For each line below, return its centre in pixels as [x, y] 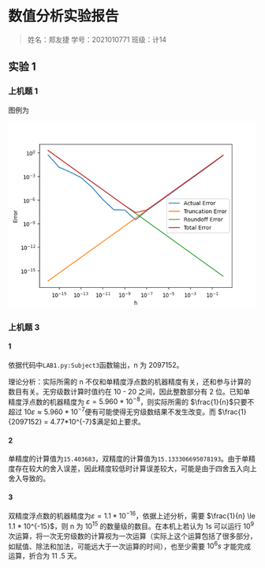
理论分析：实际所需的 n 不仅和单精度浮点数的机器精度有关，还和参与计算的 [130, 381]
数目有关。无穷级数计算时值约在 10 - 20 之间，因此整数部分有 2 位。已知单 [129, 391]
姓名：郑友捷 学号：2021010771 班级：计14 [97, 39]
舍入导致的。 [29, 479]
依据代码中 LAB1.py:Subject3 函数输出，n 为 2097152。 [96, 364]
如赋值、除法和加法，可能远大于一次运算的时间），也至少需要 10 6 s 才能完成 [130, 545]
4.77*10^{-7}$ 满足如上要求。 [97, 422]
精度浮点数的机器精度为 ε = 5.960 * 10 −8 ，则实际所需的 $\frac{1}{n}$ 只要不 [131, 401]
